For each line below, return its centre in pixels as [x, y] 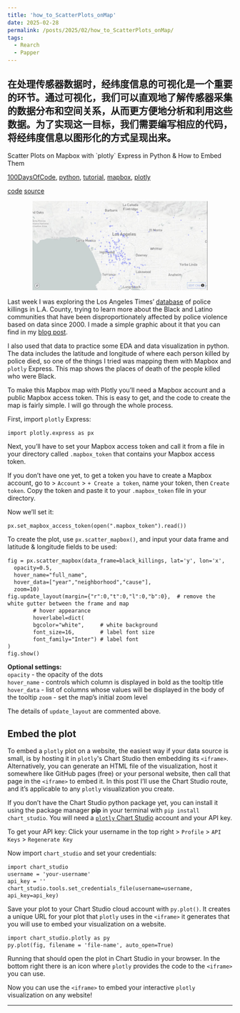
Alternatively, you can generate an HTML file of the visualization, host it [112, 766]
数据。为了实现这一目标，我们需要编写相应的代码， [120, 125]
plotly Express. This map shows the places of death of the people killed [114, 369]
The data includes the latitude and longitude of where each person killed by [119, 354]
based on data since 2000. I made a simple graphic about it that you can [114, 324]
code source [26, 191]
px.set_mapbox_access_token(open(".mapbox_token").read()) [97, 526]
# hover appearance [62, 611]
